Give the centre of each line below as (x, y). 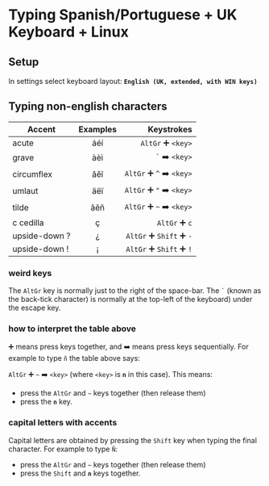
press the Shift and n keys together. (80, 473)
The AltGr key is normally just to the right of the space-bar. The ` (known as (135, 291)
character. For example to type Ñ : (63, 449)
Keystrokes (170, 129)
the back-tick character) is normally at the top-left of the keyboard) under (130, 300)
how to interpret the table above (72, 329)
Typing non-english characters (88, 107)
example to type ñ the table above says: (74, 358)
